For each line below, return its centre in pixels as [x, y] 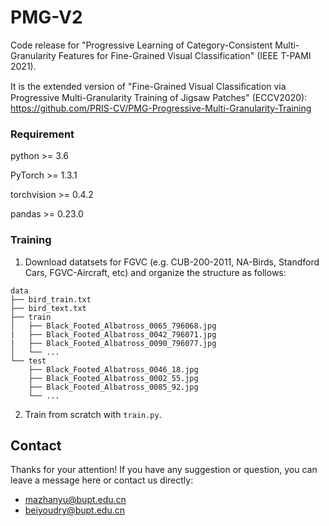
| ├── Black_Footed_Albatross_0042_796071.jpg [113, 334]
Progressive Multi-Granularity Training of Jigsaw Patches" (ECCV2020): [159, 97]
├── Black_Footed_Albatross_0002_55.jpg [113, 378]
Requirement [42, 134]
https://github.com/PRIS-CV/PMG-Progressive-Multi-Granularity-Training [161, 108]
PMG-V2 [46, 17]
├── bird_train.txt [51, 299]
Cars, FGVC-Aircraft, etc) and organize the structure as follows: [155, 272]
